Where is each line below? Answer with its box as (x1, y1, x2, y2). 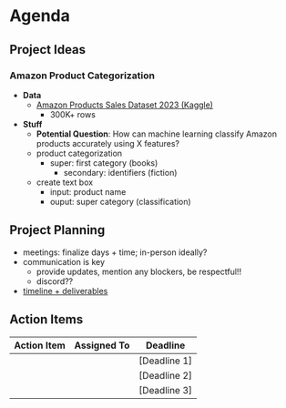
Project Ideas (9, 42, 87, 57)
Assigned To (74, 339, 130, 352)
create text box (36, 177, 94, 188)
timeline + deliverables (22, 285, 108, 296)
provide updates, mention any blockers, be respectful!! (36, 266, 242, 277)
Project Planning (9, 222, 106, 238)
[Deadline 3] (138, 383, 193, 396)
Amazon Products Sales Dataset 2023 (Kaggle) (36, 99, 214, 110)
